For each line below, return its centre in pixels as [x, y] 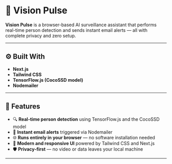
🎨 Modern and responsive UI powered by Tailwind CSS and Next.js [84, 143]
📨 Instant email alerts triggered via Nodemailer [62, 132]
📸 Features [23, 107]
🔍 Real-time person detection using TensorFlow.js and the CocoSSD [86, 119]
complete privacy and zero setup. [41, 35]
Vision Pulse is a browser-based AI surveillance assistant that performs [81, 25]
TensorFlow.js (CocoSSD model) [48, 80]
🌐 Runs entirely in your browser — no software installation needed [84, 137]
